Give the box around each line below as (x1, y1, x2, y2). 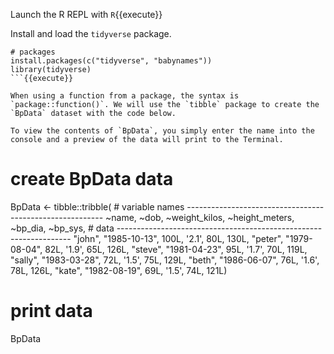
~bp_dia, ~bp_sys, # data (10, 222, 115, 234)
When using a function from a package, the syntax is (10, 91, 240, 101)
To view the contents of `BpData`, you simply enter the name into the (10, 126, 315, 136)
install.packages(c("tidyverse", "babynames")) (10, 56, 213, 66)
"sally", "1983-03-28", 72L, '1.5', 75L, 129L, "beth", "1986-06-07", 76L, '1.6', (10, 254, 320, 266)
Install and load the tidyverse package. (10, 28, 172, 39)
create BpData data (10, 168, 174, 191)
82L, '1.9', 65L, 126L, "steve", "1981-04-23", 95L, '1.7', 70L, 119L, (44, 243, 308, 255)
